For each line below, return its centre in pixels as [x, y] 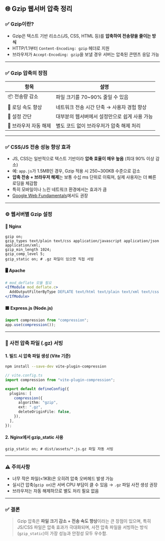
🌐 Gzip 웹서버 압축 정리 [39, 9]
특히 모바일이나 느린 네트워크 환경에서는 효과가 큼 [59, 189]
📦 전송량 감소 [23, 96]
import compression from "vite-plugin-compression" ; [60, 380]
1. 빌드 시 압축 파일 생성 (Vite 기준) [38, 356]
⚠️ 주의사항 [18, 467]
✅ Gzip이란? [20, 24]
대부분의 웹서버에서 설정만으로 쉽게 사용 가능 [104, 116]
